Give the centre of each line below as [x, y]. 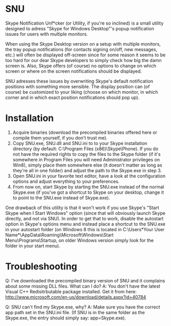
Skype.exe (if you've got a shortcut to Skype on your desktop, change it [88, 192]
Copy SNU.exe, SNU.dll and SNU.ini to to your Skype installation [80, 143]
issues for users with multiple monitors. [47, 34]
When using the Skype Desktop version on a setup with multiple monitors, [83, 44]
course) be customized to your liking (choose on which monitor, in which [82, 92]
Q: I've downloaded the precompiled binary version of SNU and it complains [85, 280]
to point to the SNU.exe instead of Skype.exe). [61, 197]
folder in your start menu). [33, 246]
